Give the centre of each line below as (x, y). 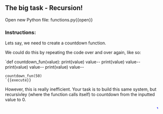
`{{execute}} (18, 80)
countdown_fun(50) (24, 76)
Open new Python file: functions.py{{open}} (49, 19)
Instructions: (21, 32)
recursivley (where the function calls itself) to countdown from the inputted (80, 95)
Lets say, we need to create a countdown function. (56, 43)
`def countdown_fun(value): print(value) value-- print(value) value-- (73, 62)
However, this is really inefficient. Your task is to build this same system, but (81, 89)
